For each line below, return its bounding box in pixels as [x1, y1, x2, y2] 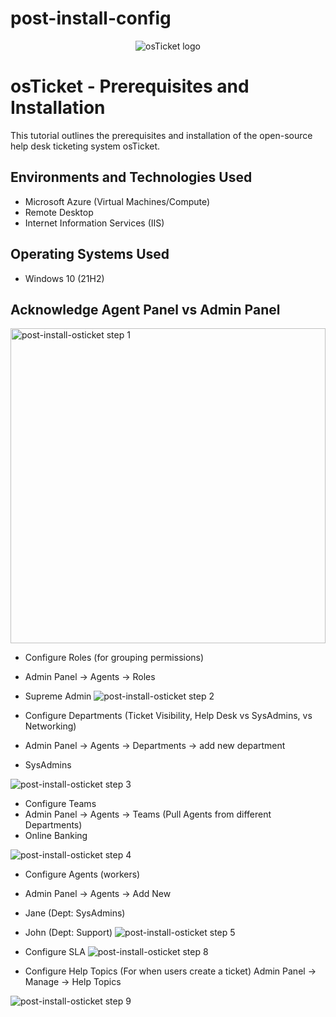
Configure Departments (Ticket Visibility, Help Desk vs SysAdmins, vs [24, 710, 313, 722]
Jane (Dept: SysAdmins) [24, 907, 126, 919]
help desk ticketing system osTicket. [10, 140, 161, 152]
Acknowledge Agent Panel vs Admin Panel [10, 301, 281, 318]
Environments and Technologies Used [10, 169, 253, 186]
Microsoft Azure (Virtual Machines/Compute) [24, 195, 211, 207]
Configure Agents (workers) [24, 868, 141, 881]
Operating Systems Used [10, 246, 170, 263]
